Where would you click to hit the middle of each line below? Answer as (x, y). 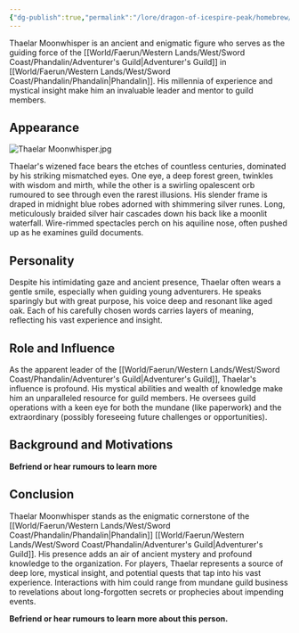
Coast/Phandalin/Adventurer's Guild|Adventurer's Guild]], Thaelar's (133, 379)
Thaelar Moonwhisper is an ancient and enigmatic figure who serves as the (147, 43)
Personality (42, 261)
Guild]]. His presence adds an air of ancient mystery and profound (131, 554)
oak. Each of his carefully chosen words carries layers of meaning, (131, 311)
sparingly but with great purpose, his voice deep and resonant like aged (141, 301)
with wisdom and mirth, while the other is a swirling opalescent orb (132, 185)
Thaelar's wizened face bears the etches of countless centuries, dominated (148, 167)
